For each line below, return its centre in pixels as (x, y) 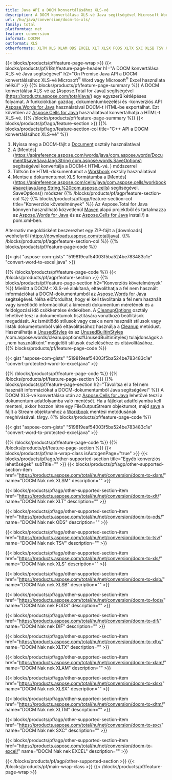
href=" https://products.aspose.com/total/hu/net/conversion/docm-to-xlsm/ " (86, 475)
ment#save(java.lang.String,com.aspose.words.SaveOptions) (77, 161)
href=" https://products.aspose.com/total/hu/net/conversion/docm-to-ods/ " (85, 517)
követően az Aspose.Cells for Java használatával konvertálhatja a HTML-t (83, 113)
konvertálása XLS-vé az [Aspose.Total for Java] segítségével (70, 91)
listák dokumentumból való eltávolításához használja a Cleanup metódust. (83, 326)
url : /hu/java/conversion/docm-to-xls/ (48, 19)
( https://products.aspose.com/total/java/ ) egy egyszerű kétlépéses (76, 96)
